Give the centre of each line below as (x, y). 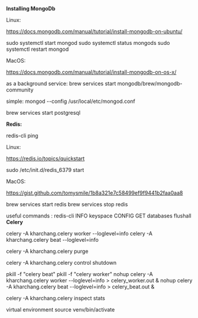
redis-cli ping (22, 136)
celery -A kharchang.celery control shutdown (61, 263)
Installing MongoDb (31, 9)
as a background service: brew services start (61, 83)
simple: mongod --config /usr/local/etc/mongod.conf (71, 101)
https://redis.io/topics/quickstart (46, 158)
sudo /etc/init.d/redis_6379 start (45, 170)
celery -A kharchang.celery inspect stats (56, 298)
